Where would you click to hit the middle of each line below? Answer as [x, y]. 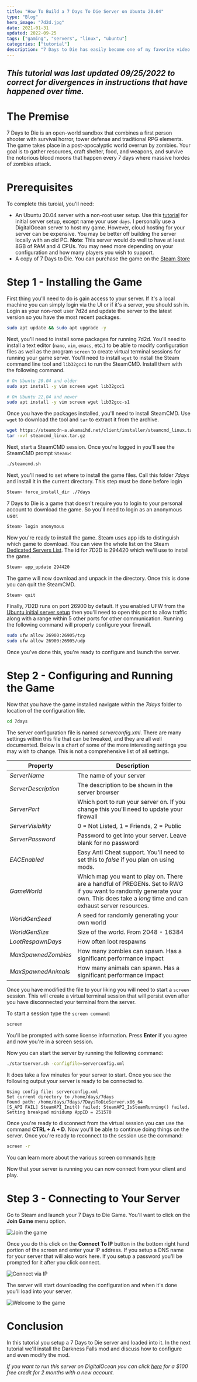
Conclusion [35, 1326]
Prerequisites [40, 188]
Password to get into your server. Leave [132, 836]
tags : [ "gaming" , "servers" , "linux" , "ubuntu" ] [67, 39]
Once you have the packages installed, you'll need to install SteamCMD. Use [98, 414]
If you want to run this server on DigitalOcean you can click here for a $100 [97, 1366]
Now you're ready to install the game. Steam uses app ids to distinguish [93, 537]
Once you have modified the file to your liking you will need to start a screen [98, 990]
